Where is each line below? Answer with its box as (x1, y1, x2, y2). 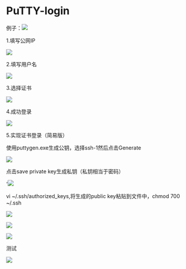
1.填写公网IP (6, 37, 36, 44)
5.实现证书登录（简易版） (6, 131, 68, 138)
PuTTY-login (6, 4, 70, 18)
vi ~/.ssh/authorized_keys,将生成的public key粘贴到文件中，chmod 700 (6, 192, 181, 199)
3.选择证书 (6, 84, 32, 91)
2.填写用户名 (6, 60, 37, 67)
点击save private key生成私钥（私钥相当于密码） (6, 167, 124, 175)
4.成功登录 (6, 108, 32, 115)
